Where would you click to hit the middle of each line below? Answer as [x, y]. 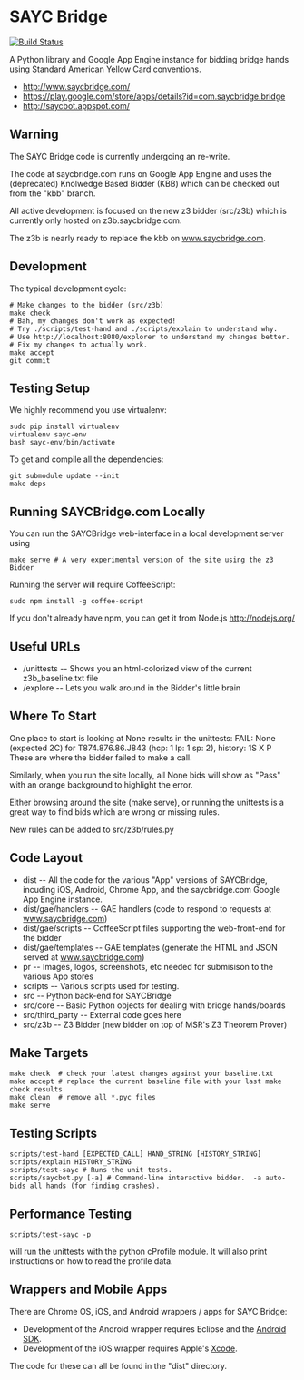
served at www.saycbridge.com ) [83, 957]
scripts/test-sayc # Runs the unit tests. [91, 1170]
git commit [30, 360]
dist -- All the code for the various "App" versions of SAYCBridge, [145, 880]
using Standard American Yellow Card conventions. [105, 69]
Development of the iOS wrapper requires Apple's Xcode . [130, 1348]
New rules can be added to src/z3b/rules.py [92, 829]
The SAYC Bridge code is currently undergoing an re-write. [120, 156]
